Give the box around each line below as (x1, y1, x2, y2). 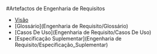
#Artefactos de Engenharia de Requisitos (6, 5, 105, 12)
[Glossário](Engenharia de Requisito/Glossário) (14, 23, 129, 29)
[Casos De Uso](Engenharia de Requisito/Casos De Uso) (14, 29, 152, 36)
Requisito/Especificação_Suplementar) (14, 41, 108, 48)
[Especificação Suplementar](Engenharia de (14, 35, 122, 42)
